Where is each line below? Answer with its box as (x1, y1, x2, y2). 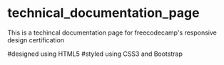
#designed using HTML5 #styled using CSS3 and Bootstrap (7, 49, 183, 58)
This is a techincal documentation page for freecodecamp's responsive (7, 28, 218, 37)
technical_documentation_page (7, 5, 200, 21)
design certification (7, 35, 65, 44)
